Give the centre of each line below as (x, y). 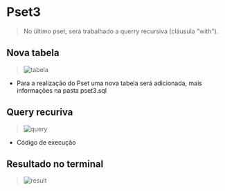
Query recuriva (40, 112)
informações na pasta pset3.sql (62, 90)
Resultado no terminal (55, 164)
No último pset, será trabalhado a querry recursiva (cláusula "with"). (121, 31)
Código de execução (46, 142)
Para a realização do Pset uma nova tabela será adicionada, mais (109, 83)
